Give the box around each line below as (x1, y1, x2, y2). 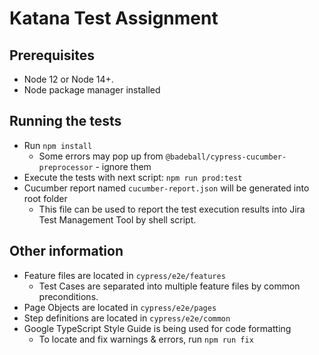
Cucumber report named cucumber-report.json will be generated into (23, 182, 310, 194)
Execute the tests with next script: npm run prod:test (23, 171, 243, 183)
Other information (9, 243, 124, 260)
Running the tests (9, 113, 122, 130)
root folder (23, 192, 68, 204)
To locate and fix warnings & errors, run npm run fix (38, 333, 254, 345)
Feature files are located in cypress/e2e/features (23, 269, 226, 281)
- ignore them (95, 160, 152, 172)
